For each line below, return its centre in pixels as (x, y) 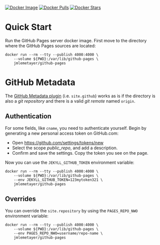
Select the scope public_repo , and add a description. (65, 148)
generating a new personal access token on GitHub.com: (62, 133)
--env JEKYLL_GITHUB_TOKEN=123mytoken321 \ (58, 180)
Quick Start (28, 27)
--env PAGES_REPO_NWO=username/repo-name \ (58, 233)
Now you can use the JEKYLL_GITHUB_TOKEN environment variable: (70, 162)
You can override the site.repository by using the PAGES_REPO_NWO (72, 210)
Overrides (21, 199)
